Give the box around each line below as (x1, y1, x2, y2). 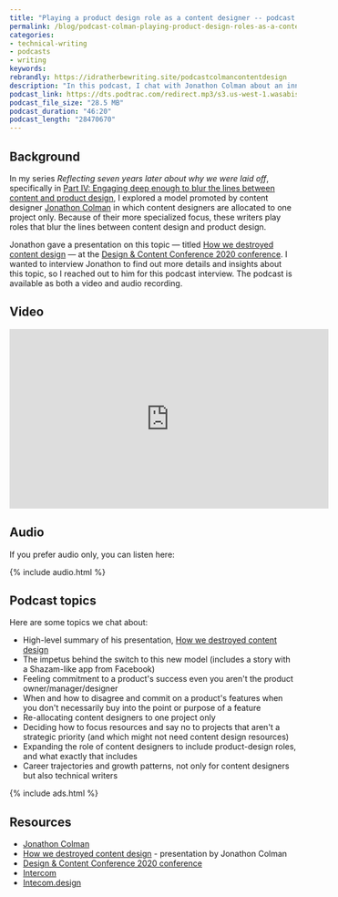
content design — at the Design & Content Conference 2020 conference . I (9, 248, 288, 260)
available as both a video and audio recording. (9, 277, 183, 288)
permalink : (9, 22, 51, 31)
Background (9, 149, 80, 164)
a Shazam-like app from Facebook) (22, 664, 156, 675)
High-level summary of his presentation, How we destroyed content (22, 634, 278, 645)
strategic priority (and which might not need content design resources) (22, 731, 290, 743)
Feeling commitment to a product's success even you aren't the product (22, 674, 294, 685)
